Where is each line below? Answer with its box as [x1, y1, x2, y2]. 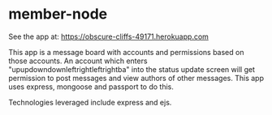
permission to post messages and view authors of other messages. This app [8, 73, 264, 83]
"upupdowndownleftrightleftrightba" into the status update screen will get [8, 64, 256, 74]
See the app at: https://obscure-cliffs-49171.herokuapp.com [8, 32, 209, 41]
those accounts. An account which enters [8, 56, 148, 66]
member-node [8, 5, 108, 23]
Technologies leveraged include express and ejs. [8, 97, 172, 107]
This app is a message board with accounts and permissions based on [8, 47, 244, 57]
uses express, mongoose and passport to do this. [8, 82, 175, 92]
